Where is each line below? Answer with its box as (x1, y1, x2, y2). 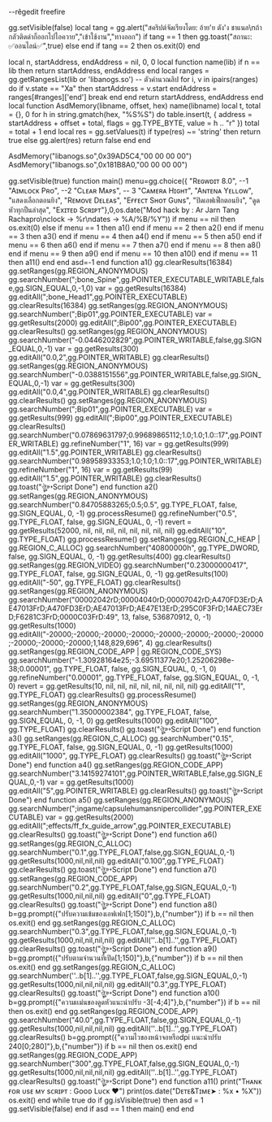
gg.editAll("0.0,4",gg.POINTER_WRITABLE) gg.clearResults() (8, 387, 210, 397)
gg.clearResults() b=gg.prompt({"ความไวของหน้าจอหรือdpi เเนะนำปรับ (8, 1033, 222, 1042)
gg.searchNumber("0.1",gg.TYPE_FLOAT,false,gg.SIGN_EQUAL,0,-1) (8, 847, 235, 857)
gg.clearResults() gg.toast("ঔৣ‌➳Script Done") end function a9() (8, 944, 218, 954)
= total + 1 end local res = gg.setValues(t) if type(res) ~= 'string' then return (8, 127, 261, 137)
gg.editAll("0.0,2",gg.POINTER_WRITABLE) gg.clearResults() (8, 353, 209, 362)
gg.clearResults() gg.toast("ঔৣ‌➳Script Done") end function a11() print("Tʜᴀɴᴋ (8, 1076, 262, 1086)
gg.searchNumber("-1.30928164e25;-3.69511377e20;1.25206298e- (8, 655, 235, 665)
